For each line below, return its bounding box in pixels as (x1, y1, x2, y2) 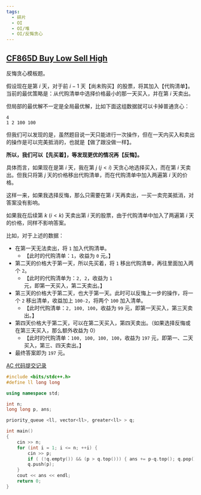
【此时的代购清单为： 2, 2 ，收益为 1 (23, 274, 112, 282)
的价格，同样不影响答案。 (6, 219, 69, 226)
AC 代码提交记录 (6, 362, 47, 369)
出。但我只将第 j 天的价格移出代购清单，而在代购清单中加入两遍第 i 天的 (6, 171, 182, 178)
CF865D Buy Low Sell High (6, 53, 108, 63)
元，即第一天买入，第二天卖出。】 (23, 282, 106, 289)
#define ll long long (6, 379, 60, 386)
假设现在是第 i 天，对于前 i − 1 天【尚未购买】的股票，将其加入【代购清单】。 (6, 82, 193, 90)
